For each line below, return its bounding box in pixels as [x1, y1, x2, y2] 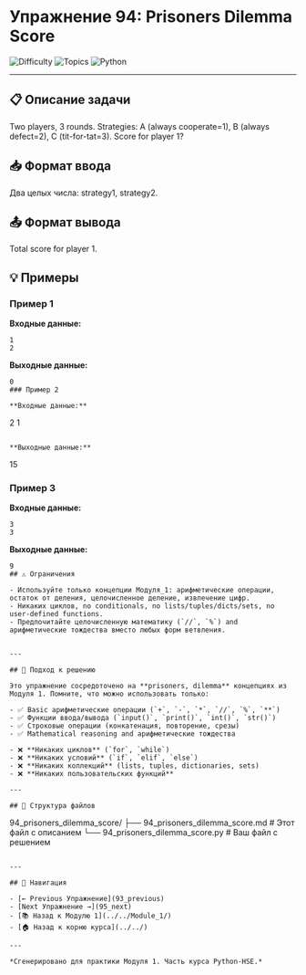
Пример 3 [9, 481, 56, 494]
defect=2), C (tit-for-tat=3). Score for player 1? [9, 131, 184, 142]
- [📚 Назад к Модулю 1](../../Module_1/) [9, 911, 172, 921]
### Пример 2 [9, 385, 59, 394]
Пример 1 [9, 297, 54, 309]
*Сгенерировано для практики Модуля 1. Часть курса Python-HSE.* [9, 957, 262, 967]
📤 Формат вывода [9, 215, 121, 230]
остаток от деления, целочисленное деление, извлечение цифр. [9, 593, 250, 603]
